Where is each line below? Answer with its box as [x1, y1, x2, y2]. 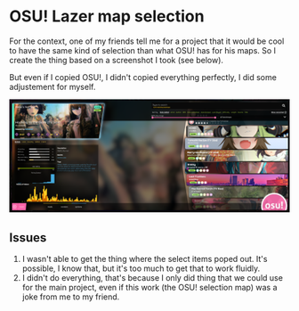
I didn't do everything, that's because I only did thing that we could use [21, 273, 283, 283]
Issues [9, 230, 47, 245]
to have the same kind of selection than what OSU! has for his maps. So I [9, 45, 277, 55]
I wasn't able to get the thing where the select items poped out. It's [21, 254, 268, 265]
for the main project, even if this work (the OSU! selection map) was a [21, 282, 278, 293]
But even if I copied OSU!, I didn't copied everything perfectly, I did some [9, 71, 278, 82]
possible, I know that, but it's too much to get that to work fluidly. [21, 263, 261, 274]
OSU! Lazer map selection [9, 6, 205, 27]
